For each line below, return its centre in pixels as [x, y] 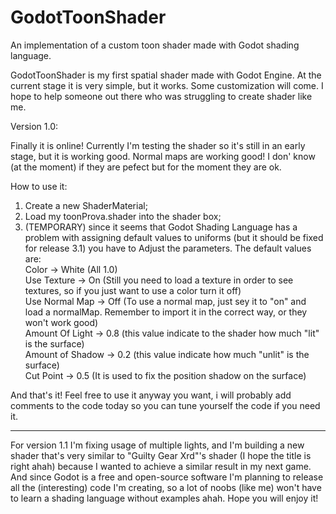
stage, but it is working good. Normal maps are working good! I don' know [163, 156]
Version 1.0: [34, 126]
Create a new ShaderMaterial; [86, 205]
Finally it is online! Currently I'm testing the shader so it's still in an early [158, 145]
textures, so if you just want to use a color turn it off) [133, 290]
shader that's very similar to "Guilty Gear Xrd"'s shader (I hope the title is [161, 455]
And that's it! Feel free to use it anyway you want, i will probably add [151, 395]
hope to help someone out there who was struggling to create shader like [161, 96]
